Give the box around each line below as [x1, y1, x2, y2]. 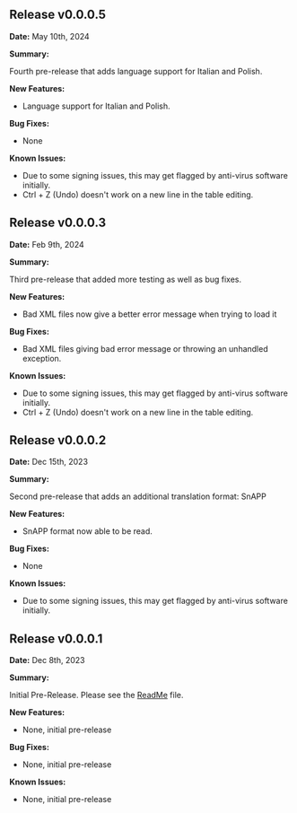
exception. [22, 353, 62, 363]
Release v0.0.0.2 [9, 433, 107, 448]
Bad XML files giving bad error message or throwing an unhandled [22, 343, 268, 354]
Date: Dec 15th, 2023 [9, 457, 88, 468]
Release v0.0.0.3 [9, 215, 106, 231]
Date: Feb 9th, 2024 [9, 239, 85, 249]
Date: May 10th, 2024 [9, 31, 90, 41]
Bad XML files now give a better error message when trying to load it [22, 309, 277, 319]
